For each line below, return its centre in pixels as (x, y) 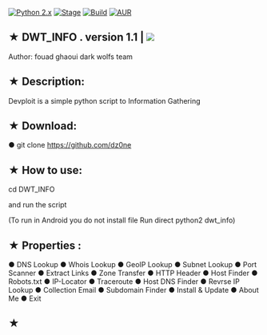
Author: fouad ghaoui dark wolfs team (71, 57)
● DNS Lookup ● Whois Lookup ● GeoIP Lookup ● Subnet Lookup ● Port (133, 265)
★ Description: (47, 82)
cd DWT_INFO (32, 189)
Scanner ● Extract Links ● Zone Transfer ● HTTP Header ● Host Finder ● (133, 273)
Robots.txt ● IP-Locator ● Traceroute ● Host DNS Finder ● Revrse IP (124, 282)
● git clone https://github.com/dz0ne (70, 145)
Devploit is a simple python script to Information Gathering (105, 100)
